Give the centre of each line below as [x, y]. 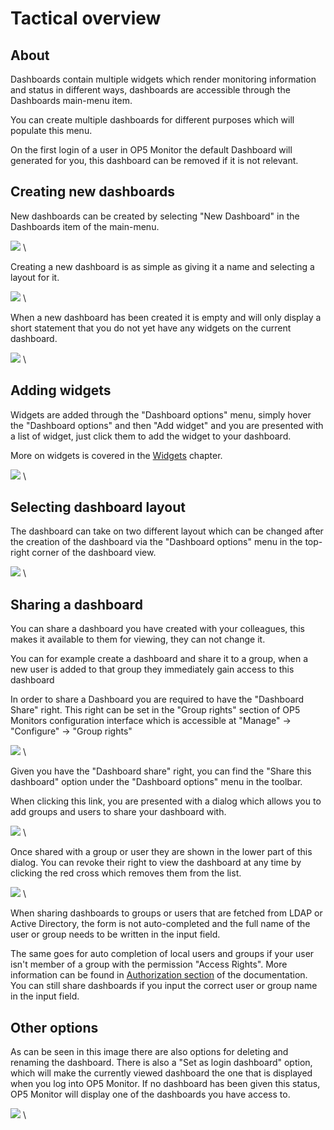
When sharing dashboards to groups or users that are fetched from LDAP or [166, 913]
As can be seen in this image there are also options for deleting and [149, 1052]
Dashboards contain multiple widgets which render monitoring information [163, 79]
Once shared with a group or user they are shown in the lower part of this [161, 852]
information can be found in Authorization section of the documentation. [159, 975]
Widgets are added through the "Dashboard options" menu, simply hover [161, 414]
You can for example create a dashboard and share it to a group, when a [159, 659]
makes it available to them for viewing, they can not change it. [138, 639]
